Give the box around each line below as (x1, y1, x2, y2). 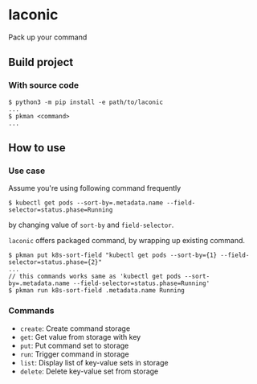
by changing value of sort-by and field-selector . (8, 220, 174, 230)
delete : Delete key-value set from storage (19, 366, 159, 376)
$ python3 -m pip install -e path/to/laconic (8, 98, 163, 106)
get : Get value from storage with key (19, 332, 141, 341)
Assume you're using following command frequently (8, 184, 182, 193)
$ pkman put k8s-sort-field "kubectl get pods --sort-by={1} (8, 251, 218, 259)
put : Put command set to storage (19, 341, 129, 350)
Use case (8, 165, 46, 176)
